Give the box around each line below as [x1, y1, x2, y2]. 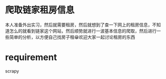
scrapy [5, 68, 19, 74]
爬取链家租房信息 [5, 4, 75, 16]
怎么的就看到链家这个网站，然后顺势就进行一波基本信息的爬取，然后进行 [9, 28, 157, 34]
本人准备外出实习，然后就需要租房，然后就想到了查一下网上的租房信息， [5, 22, 152, 28]
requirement [5, 52, 57, 63]
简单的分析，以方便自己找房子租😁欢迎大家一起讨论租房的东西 [9, 34, 135, 40]
